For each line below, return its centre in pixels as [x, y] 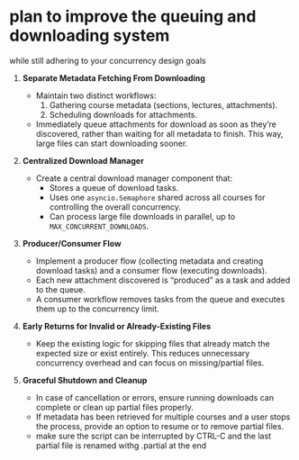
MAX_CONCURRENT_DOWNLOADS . [99, 226]
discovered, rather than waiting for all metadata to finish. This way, [159, 133]
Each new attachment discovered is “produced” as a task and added [163, 280]
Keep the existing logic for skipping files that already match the [153, 343]
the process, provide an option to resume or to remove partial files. [160, 426]
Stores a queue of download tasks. [114, 187]
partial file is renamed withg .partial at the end [121, 445]
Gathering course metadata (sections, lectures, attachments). [163, 104]
